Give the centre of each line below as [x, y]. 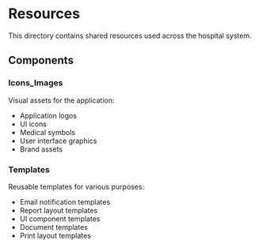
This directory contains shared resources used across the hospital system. [130, 36]
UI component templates [60, 219]
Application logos [48, 115]
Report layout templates [59, 210]
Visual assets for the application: [61, 100]
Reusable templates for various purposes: [76, 186]
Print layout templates [55, 235]
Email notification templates [65, 201]
